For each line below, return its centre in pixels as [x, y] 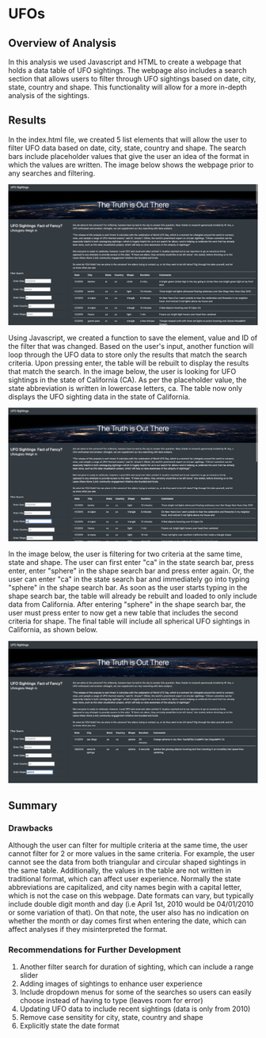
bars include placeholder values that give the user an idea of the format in [129, 156]
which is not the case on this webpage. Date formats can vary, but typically [131, 896]
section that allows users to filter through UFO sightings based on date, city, [132, 79]
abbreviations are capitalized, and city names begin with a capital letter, [125, 888]
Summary [33, 805]
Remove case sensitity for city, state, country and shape [111, 1017]
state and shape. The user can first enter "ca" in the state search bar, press [131, 563]
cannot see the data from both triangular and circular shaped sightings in [127, 862]
